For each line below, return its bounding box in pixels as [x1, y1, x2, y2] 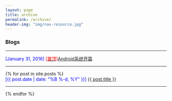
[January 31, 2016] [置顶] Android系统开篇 [5, 56, 93, 62]
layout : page [5, 7, 33, 13]
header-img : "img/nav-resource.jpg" [5, 21, 83, 27]
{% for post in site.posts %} [5, 70, 64, 77]
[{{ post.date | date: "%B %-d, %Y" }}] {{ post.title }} [5, 76, 117, 82]
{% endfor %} [5, 90, 35, 97]
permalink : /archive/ [5, 17, 52, 22]
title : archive [5, 12, 38, 17]
